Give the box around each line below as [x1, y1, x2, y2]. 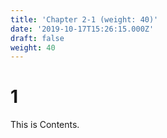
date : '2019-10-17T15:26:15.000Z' [10, 24, 155, 34]
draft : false [10, 33, 65, 43]
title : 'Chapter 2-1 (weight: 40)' [10, 14, 159, 25]
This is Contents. [10, 119, 80, 131]
